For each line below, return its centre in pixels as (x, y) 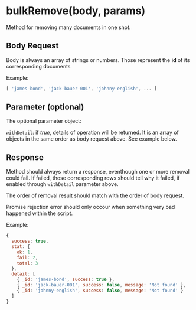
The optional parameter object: (44, 121)
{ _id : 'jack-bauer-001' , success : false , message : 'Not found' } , (101, 285)
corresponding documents (38, 66)
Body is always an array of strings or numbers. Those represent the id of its (98, 60)
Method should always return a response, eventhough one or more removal (98, 172)
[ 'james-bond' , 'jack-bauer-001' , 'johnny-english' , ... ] (82, 89)
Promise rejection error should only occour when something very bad (91, 207)
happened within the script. (40, 213)
